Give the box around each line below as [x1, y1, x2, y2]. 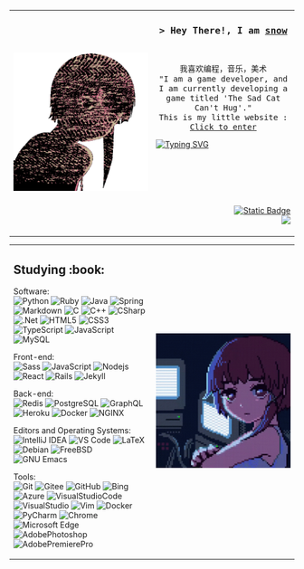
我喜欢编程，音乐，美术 [179, 64, 267, 74]
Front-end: [13, 352, 54, 363]
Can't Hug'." [194, 103, 252, 113]
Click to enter [189, 122, 257, 132]
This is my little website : [158, 112, 288, 123]
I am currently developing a [158, 83, 288, 94]
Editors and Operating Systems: [13, 425, 131, 436]
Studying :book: [13, 261, 105, 277]
